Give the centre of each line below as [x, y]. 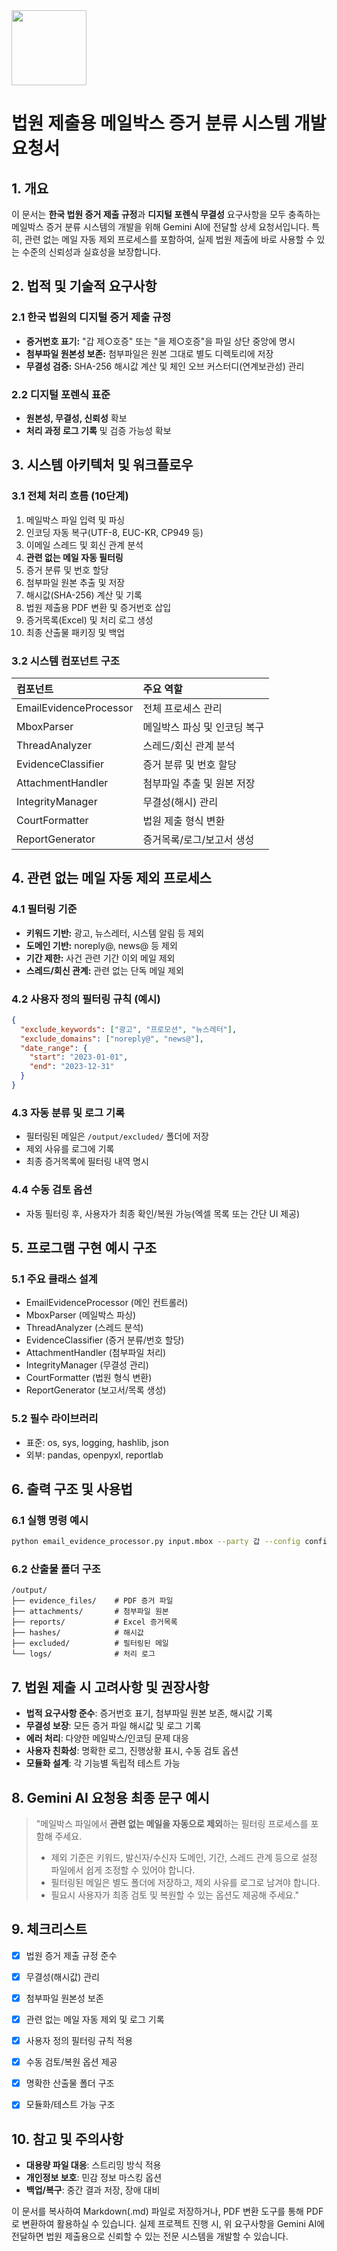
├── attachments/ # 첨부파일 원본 [90, 1612]
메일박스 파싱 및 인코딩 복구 [203, 727]
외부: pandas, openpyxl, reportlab [94, 1455]
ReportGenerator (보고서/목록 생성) [96, 1390]
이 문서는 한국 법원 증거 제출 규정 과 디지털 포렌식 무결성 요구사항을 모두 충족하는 [166, 214]
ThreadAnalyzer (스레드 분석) [84, 1328]
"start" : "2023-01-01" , [79, 1057]
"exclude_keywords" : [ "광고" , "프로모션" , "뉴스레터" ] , [129, 1029]
